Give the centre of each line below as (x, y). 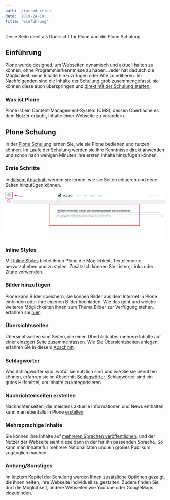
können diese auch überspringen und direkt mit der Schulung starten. (78, 86)
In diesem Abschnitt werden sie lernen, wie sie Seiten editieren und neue (81, 179)
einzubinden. (19, 493)
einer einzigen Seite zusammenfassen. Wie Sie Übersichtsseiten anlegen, (82, 342)
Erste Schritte (23, 168)
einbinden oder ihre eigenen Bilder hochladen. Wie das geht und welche (81, 301)
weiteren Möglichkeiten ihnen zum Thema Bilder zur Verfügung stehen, (80, 307)
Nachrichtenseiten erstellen (41, 396)
